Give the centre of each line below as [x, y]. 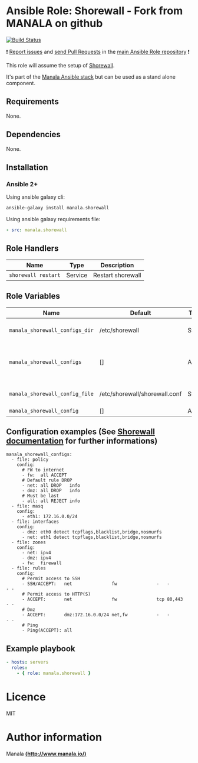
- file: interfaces [35, 522]
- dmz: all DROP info [51, 491]
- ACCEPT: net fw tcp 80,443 [102, 599]
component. [21, 83]
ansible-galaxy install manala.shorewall [58, 208]
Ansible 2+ [22, 184]
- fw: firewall [42, 563]
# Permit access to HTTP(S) [56, 594]
